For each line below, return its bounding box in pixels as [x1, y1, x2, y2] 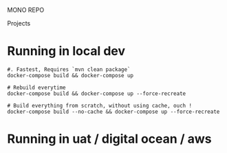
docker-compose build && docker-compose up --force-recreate [7, 90, 186, 97]
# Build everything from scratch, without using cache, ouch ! [7, 102, 193, 109]
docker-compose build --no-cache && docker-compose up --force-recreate [7, 108, 220, 115]
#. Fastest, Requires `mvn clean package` [7, 65, 131, 73]
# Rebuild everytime [7, 84, 67, 91]
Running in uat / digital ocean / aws [7, 131, 212, 147]
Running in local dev [7, 43, 126, 59]
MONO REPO [7, 6, 45, 14]
